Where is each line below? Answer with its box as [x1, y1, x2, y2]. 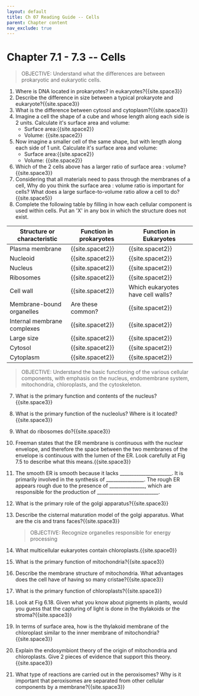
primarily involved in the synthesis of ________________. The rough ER [15, 476, 180, 483]
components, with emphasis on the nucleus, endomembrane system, [21, 375, 190, 382]
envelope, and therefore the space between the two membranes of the [15, 445, 188, 453]
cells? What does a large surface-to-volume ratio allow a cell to [15, 188, 169, 196]
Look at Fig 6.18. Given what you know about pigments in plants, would [15, 599, 188, 606]
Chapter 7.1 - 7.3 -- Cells [6, 51, 126, 64]
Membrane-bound [9, 300, 61, 308]
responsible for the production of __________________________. [15, 489, 160, 496]
